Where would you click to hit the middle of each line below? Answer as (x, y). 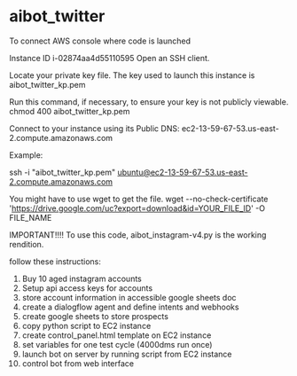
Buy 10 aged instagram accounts (82, 278)
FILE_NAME (31, 217)
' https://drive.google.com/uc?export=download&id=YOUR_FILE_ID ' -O (137, 208)
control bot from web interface (78, 363)
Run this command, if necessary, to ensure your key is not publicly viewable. (149, 102)
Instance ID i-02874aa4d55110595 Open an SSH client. (109, 58)
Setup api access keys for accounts (87, 288)
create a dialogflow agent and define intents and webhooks (130, 307)
